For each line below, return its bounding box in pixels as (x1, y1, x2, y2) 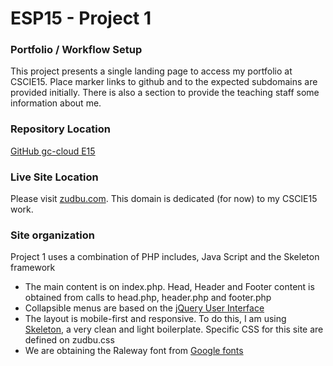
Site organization (10, 228, 95, 242)
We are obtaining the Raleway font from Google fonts (24, 345, 244, 357)
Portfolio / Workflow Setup (10, 43, 143, 57)
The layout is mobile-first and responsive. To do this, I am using (24, 313, 287, 325)
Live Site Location (10, 170, 99, 184)
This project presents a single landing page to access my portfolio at (10, 65, 293, 77)
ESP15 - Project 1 (10, 7, 152, 30)
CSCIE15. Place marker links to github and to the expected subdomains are (10, 76, 318, 88)
